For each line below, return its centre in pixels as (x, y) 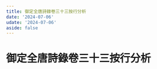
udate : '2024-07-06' (32, 22)
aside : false (22, 28)
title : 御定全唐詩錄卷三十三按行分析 (46, 11)
